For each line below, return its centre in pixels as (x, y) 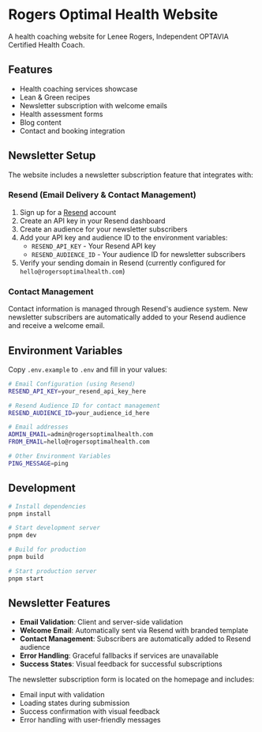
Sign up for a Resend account (68, 212)
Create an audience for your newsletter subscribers (103, 229)
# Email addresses (38, 427)
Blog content (40, 122)
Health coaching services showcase (79, 89)
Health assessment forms (61, 114)
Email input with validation (62, 695)
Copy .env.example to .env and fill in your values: (88, 369)
